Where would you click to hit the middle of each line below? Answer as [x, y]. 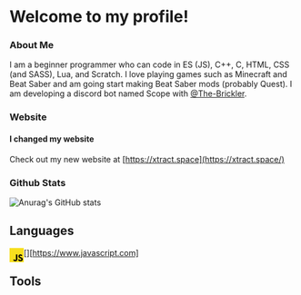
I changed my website [52, 139]
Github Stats [38, 182]
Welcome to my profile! [99, 17]
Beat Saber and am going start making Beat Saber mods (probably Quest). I [151, 84]
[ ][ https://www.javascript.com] [81, 252]
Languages [42, 231]
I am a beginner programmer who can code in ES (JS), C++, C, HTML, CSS [150, 64]
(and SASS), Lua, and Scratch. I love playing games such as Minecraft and [149, 74]
